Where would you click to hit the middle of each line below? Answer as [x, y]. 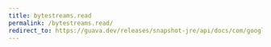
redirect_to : [30, 30]
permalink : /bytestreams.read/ [61, 23]
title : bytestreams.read [50, 16]
